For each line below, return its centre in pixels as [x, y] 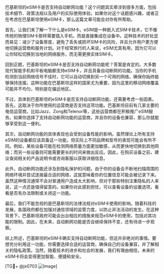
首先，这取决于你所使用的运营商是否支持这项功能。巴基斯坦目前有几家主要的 [82, 105]
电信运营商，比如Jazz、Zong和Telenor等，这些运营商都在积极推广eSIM [77, 111]
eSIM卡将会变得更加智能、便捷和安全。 [44, 256]
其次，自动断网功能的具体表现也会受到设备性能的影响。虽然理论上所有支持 [80, 134]
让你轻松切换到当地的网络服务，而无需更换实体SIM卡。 [60, 54]
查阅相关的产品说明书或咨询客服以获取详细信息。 [58, 158]
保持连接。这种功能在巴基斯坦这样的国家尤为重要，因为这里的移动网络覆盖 [84, 83]
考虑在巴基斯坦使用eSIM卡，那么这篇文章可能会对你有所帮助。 [72, 19]
